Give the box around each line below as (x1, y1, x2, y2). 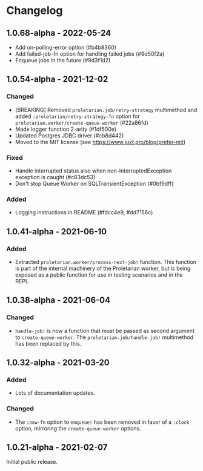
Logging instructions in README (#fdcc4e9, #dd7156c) (15, 209, 153, 216)
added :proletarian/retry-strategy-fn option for (15, 113, 141, 120)
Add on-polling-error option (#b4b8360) (15, 44, 117, 51)
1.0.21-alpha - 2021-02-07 (6, 443, 108, 453)
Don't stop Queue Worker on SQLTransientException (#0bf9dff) (15, 180, 174, 187)
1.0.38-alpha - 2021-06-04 (6, 295, 111, 306)
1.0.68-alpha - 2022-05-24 (6, 28, 111, 38)
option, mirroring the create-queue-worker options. (15, 424, 141, 432)
